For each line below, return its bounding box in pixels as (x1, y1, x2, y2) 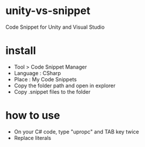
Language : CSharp (14, 69, 61, 77)
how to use (5, 109, 60, 122)
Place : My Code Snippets (14, 76, 77, 83)
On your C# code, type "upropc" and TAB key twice (14, 128, 139, 135)
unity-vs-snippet (5, 4, 90, 18)
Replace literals (14, 134, 51, 141)
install (5, 44, 36, 57)
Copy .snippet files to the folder (14, 88, 91, 95)
